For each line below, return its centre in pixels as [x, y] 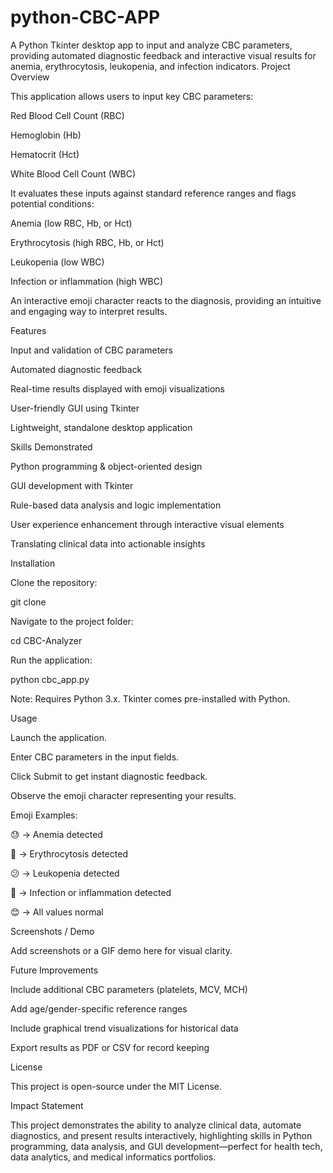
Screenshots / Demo [52, 931]
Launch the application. [58, 737]
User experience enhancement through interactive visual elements [147, 524]
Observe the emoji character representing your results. [123, 795]
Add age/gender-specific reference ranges [99, 1008]
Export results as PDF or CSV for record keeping [110, 1047]
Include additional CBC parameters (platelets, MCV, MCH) [129, 989]
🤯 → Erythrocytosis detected [69, 853]
